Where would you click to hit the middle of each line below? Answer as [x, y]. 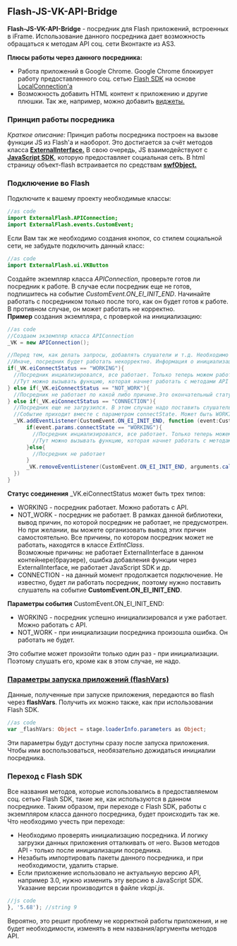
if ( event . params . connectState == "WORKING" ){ [94, 428]
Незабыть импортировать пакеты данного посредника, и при [110, 858]
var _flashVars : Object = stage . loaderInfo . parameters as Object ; [107, 730]
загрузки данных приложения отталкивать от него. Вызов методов [119, 843]
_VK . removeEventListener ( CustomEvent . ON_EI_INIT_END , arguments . [124, 467]
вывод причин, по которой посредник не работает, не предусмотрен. [123, 522]
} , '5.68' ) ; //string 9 [42, 908]
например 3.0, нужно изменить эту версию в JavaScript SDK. [110, 880]
